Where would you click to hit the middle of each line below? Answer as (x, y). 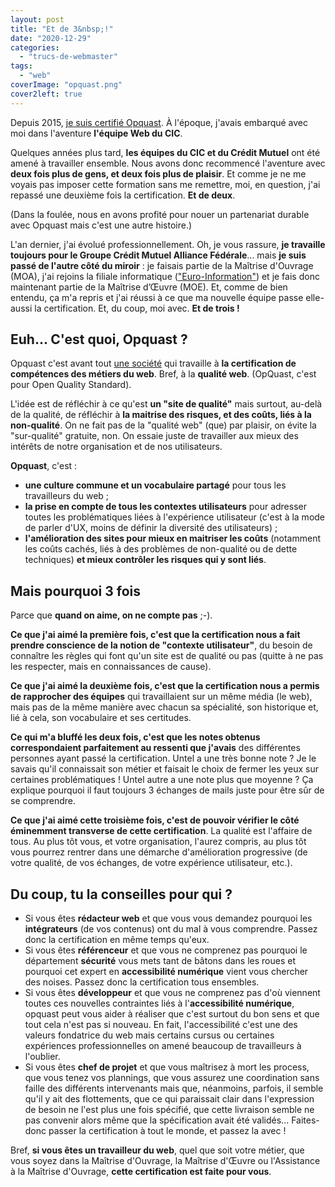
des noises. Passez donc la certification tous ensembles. (142, 982)
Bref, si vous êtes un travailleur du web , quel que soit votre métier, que (157, 1150)
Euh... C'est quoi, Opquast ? (99, 339)
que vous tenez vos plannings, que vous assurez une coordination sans (172, 1078)
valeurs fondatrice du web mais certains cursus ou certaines (149, 1035)
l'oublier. (42, 1057)
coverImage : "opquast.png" (66, 85)
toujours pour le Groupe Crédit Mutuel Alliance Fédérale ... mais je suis (158, 255)
